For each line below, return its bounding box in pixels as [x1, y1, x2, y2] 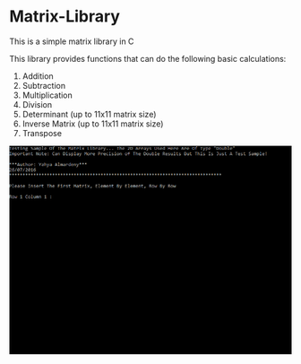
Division [21, 99, 52, 109]
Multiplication [21, 90, 73, 100]
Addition [21, 70, 54, 82]
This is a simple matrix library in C [9, 36, 134, 47]
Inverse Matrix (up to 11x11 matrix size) [21, 118, 164, 129]
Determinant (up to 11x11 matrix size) [21, 108, 157, 119]
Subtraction [21, 80, 65, 91]
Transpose [21, 127, 63, 138]
